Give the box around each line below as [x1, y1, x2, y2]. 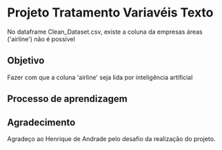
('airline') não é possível [7, 34, 76, 43]
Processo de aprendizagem [7, 93, 128, 105]
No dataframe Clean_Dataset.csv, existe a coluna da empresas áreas [7, 28, 203, 36]
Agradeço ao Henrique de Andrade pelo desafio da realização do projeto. [7, 134, 216, 142]
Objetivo [7, 55, 45, 67]
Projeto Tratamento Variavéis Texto [7, 5, 214, 21]
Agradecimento [7, 116, 76, 128]
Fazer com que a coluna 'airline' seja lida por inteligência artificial [7, 73, 193, 81]
